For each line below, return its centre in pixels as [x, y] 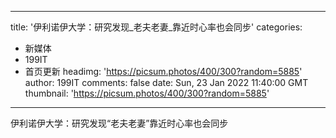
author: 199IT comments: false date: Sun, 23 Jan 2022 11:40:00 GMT [166, 82]
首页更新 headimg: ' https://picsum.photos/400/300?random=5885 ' [163, 71]
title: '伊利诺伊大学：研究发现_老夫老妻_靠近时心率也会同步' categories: [156, 27]
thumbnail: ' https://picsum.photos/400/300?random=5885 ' [147, 93]
